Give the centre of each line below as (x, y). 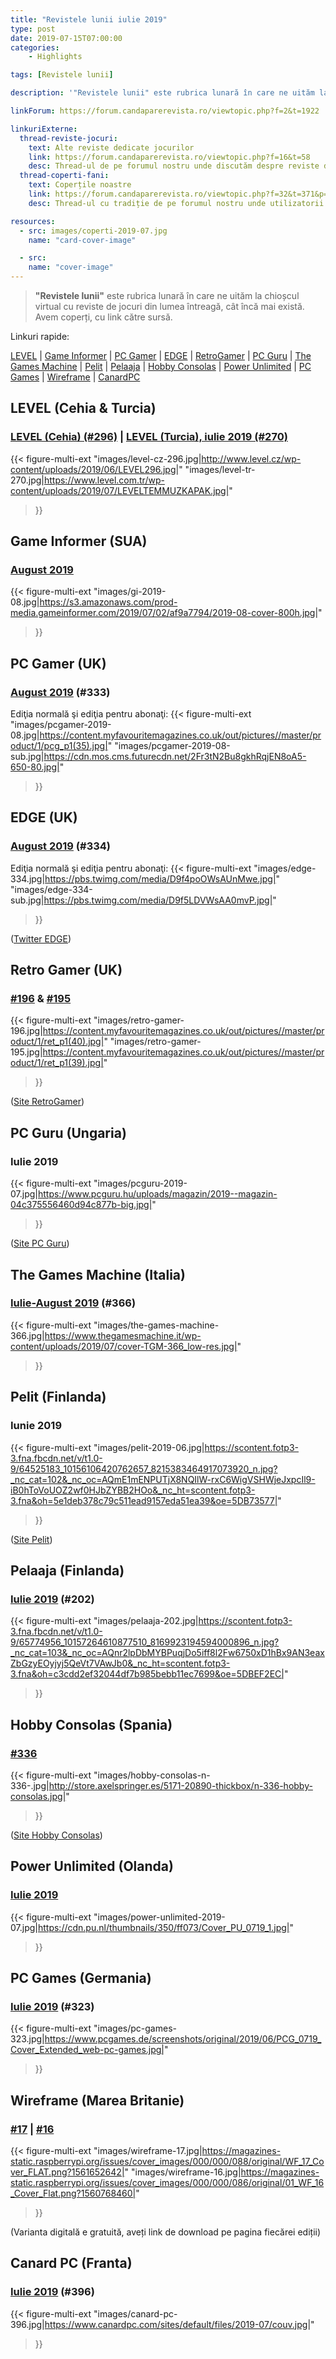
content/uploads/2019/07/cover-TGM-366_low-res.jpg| (124, 1346)
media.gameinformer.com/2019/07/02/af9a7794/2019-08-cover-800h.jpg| (164, 613)
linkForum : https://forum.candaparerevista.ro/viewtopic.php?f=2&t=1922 (165, 111)
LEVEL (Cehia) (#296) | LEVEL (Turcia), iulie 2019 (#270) (149, 437)
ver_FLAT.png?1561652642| (67, 2172)
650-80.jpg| (35, 767)
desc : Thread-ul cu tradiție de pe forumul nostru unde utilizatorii (176, 203)
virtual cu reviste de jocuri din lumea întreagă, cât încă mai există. (169, 306)
